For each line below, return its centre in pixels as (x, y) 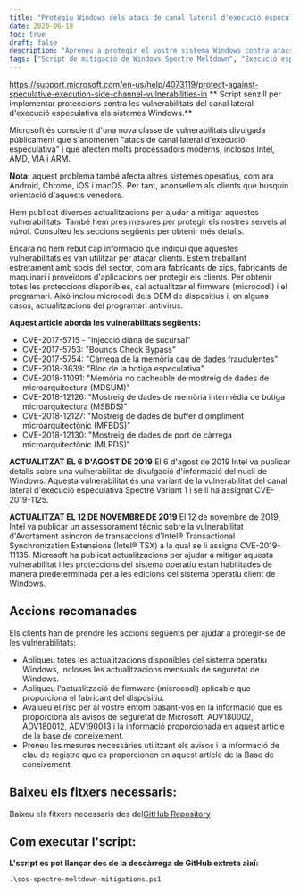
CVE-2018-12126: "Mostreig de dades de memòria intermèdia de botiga (154, 397)
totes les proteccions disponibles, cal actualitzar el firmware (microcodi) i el (148, 286)
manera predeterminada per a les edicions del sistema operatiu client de (142, 574)
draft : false (33, 42)
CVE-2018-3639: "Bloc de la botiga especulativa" (113, 368)
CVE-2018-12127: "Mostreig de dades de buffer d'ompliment (133, 416)
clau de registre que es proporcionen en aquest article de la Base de (148, 755)
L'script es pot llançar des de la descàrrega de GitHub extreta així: (134, 864)
